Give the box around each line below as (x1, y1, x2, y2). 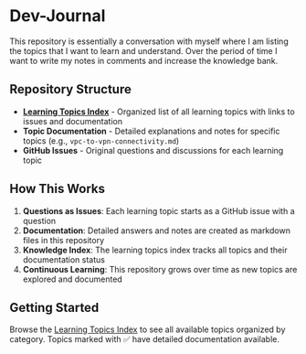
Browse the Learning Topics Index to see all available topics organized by (9, 324, 286, 335)
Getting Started (9, 299, 100, 316)
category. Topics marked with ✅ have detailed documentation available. (9, 334, 280, 345)
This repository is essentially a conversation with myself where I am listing (9, 36, 290, 47)
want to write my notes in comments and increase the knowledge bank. (9, 55, 279, 66)
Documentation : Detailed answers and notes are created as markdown (22, 225, 290, 236)
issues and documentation (22, 115, 123, 126)
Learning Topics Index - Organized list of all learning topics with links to (22, 106, 295, 117)
